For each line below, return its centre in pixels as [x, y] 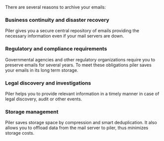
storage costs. [20, 133]
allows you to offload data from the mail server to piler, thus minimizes [77, 128]
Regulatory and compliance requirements [56, 49]
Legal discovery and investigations [48, 83]
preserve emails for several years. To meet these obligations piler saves [79, 65]
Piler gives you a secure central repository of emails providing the [72, 31]
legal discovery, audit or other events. [44, 99]
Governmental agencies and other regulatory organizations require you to [80, 59]
